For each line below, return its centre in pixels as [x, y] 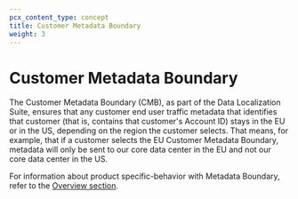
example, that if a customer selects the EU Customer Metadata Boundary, [144, 140]
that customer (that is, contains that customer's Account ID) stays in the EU [147, 122]
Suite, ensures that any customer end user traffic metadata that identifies [143, 112]
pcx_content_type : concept [59, 17]
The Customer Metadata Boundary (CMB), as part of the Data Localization [145, 102]
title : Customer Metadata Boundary [75, 26]
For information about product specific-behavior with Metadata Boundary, [145, 176]
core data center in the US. [59, 159]
